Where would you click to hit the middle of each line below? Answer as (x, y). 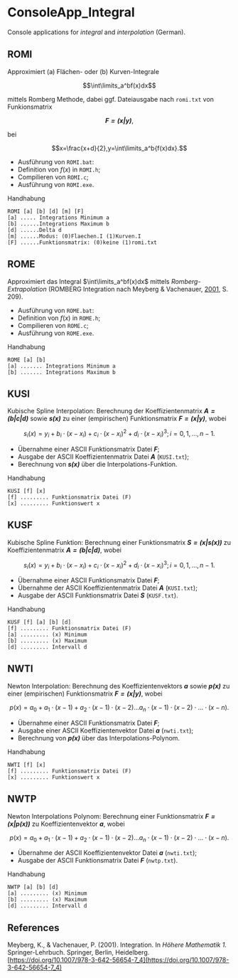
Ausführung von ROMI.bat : (56, 161)
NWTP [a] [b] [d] (33, 887)
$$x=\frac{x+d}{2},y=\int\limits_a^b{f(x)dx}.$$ (119, 148)
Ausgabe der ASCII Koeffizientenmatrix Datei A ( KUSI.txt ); (103, 457)
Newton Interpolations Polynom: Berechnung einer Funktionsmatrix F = (111, 816)
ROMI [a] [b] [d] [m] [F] (45, 211)
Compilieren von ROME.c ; (53, 325)
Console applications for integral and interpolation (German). (97, 32)
